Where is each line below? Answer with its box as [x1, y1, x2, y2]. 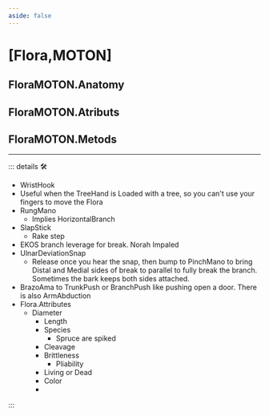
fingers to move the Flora [19, 197, 103, 207]
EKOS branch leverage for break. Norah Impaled [19, 240, 179, 249]
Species [43, 325, 71, 335]
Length [43, 317, 68, 326]
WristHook [19, 180, 55, 190]
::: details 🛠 [8, 162, 48, 172]
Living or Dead [43, 368, 93, 378]
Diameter [31, 308, 62, 317]
